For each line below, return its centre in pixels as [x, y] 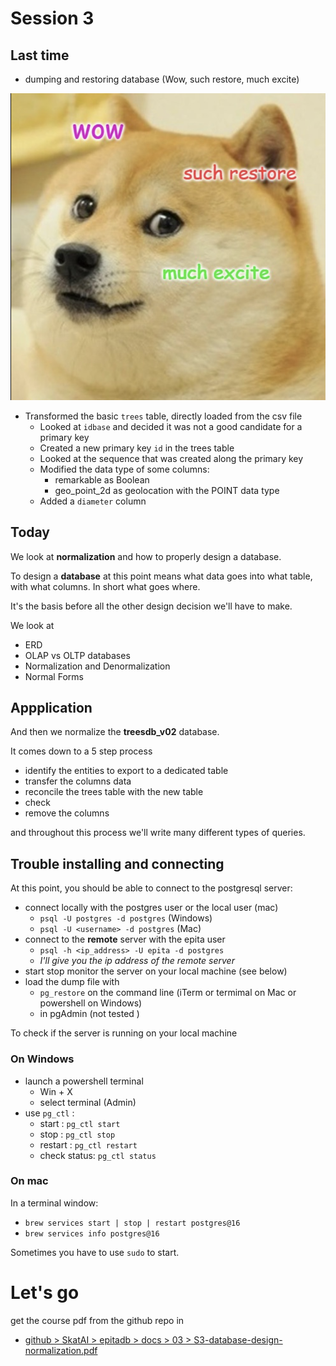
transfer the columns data [78, 781]
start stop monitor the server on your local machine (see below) [156, 971]
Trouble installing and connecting [117, 863]
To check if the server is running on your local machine [124, 1033]
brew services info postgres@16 [92, 1233]
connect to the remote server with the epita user [125, 939]
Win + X [56, 1091]
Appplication [51, 708]
